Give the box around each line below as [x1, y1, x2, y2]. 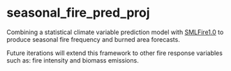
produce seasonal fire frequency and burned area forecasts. [6, 35, 181, 43]
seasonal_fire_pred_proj [6, 5, 151, 21]
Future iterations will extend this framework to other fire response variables [6, 49, 223, 57]
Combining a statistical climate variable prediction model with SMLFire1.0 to [6, 28, 224, 36]
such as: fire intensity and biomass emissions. [6, 56, 139, 64]
